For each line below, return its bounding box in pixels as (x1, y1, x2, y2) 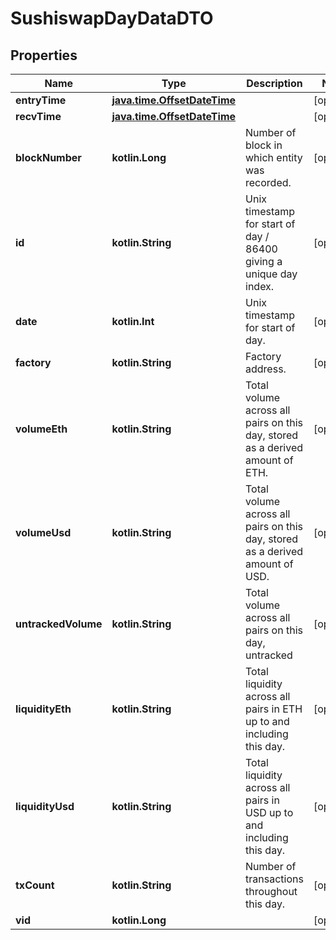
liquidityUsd (15, 800, 75, 813)
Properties (10, 47, 78, 64)
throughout (245, 885, 298, 898)
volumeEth (15, 422, 68, 436)
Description (246, 77, 303, 90)
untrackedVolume (15, 617, 103, 631)
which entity (245, 151, 303, 164)
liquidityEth (15, 702, 72, 716)
